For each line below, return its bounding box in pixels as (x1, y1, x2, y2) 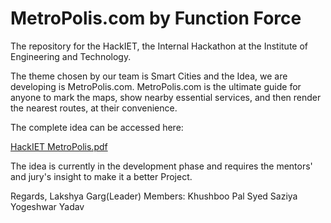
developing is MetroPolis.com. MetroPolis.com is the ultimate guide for (10, 80, 302, 92)
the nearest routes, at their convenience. (10, 102, 178, 114)
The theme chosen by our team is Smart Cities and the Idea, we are (10, 70, 288, 82)
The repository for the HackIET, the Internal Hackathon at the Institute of (10, 40, 309, 52)
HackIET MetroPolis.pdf (10, 140, 108, 152)
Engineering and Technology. (10, 50, 132, 62)
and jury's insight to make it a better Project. (10, 170, 193, 182)
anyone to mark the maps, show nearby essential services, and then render (10, 91, 322, 103)
